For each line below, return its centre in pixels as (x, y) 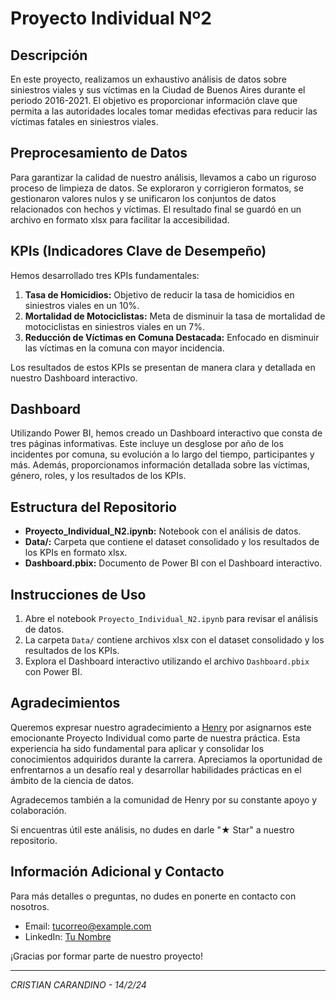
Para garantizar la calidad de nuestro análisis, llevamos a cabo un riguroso (163, 177)
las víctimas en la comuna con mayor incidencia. (124, 348)
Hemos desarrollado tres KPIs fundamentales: (105, 275)
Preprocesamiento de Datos (99, 153)
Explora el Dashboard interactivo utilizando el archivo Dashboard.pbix (167, 661)
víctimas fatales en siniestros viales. (84, 121)
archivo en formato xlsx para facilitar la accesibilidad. (120, 219)
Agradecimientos (65, 703)
